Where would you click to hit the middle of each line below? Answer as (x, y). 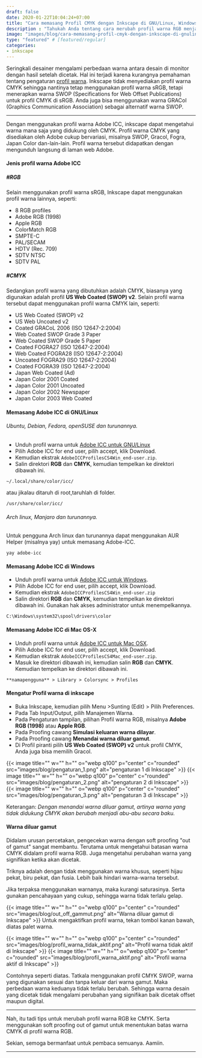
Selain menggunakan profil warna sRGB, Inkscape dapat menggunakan (94, 192)
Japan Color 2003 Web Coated (54, 398)
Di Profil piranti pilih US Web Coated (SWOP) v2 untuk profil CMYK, (99, 745)
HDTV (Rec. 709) (36, 249)
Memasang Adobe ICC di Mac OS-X (52, 630)
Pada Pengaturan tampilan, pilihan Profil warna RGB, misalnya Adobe (100, 719)
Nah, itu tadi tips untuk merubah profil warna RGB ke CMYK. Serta (88, 1019)
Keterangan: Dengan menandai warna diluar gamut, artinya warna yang (96, 807)
